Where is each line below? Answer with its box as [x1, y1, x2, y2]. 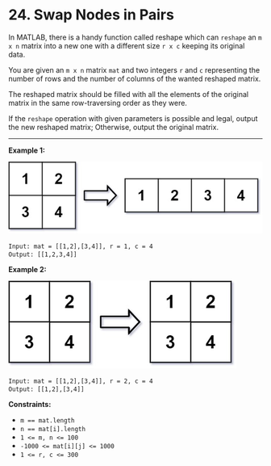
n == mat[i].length [19, 426, 86, 434]
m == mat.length [19, 417, 75, 425]
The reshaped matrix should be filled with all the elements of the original [8, 89, 248, 99]
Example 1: [8, 145, 46, 155]
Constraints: [8, 400, 52, 409]
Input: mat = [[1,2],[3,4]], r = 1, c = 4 [8, 242, 153, 251]
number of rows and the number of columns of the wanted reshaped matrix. [8, 73, 261, 83]
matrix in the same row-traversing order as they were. [8, 98, 188, 107]
